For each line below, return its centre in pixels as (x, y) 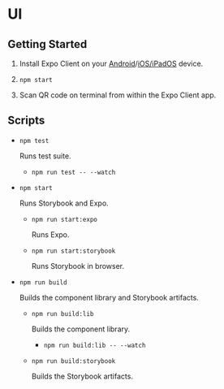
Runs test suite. (45, 156)
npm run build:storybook (73, 361)
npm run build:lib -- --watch (95, 345)
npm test (34, 140)
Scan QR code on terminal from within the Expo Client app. (118, 95)
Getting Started (47, 44)
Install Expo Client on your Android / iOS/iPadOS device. (111, 63)
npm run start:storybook (73, 251)
